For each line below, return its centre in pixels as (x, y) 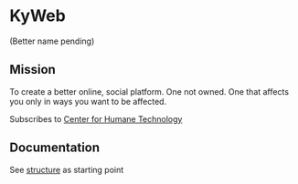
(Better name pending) (52, 41)
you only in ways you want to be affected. (88, 101)
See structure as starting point (67, 169)
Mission (33, 70)
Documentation (55, 148)
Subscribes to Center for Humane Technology (96, 118)
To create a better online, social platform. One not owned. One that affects (149, 91)
